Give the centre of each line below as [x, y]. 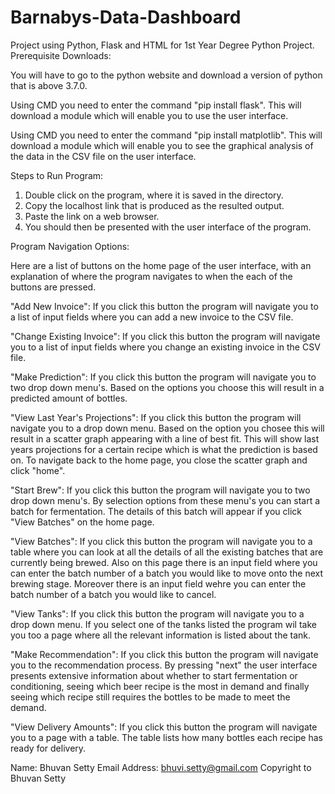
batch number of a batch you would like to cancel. [113, 594]
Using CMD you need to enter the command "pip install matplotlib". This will [166, 135]
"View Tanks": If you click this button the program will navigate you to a [157, 613]
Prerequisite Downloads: [61, 55]
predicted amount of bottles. [69, 398]
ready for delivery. [48, 748]
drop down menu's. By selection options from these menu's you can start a [165, 500]
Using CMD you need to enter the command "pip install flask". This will [156, 105]
